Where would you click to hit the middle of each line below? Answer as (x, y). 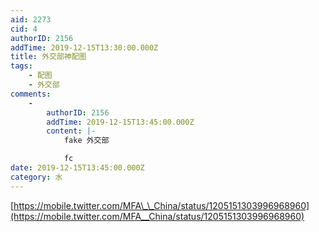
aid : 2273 (31, 19)
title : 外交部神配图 (48, 57)
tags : (21, 66)
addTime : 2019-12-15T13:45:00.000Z (120, 122)
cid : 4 (24, 29)
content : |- (71, 131)
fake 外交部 (86, 141)
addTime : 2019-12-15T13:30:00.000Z (84, 47)
